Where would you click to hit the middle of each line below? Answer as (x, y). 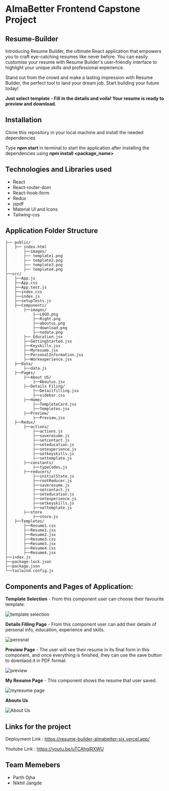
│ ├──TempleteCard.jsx (41, 404)
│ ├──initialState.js (40, 476)
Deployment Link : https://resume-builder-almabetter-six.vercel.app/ (78, 739)
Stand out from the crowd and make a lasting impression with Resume (79, 77)
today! (12, 88)
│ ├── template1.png (34, 256)
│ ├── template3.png (34, 265)
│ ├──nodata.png (34, 333)
